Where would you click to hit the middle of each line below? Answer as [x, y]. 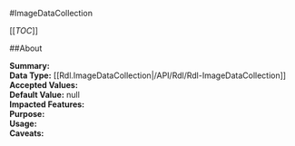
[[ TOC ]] [24, 30]
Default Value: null [44, 95]
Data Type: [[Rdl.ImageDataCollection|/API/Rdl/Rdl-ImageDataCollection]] [148, 75]
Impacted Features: [47, 104]
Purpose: [27, 114]
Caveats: [27, 133]
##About [26, 48]
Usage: [24, 123]
